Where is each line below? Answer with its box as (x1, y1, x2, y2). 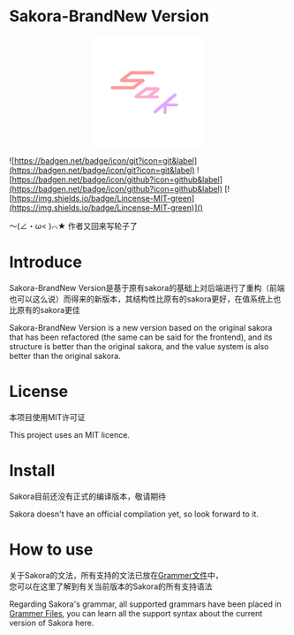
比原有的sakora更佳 (9, 304, 81, 315)
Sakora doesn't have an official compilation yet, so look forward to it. (9, 509, 259, 519)
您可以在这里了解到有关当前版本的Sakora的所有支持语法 (9, 581, 213, 592)
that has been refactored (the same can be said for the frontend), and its (9, 332, 273, 342)
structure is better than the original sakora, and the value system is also (9, 340, 269, 351)
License (9, 382, 69, 402)
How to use (9, 539, 94, 559)
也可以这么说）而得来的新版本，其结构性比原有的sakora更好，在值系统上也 (9, 294, 282, 304)
